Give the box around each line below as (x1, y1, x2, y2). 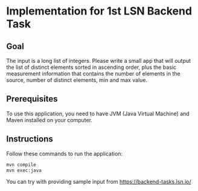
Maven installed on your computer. (6, 116, 92, 123)
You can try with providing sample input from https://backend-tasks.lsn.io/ (6, 178, 191, 186)
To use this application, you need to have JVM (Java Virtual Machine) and (6, 110, 190, 117)
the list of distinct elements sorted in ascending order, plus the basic (6, 63, 177, 71)
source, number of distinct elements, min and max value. (6, 77, 148, 83)
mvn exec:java (6, 167, 42, 173)
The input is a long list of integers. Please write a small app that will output (6, 57, 191, 64)
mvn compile (6, 161, 36, 167)
